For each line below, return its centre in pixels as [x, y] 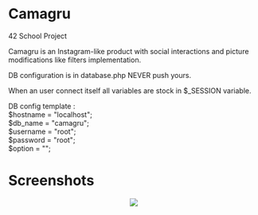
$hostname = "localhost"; [51, 114]
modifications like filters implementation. [75, 60]
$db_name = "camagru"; [49, 123]
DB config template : [42, 106]
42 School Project [38, 36]
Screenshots [51, 181]
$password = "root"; [42, 139]
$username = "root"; [42, 131]
